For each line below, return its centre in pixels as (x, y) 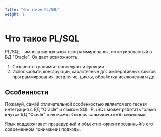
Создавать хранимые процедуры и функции (58, 67)
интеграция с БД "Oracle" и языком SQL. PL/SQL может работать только (81, 109)
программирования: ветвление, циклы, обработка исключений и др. (84, 77)
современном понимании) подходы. (43, 129)
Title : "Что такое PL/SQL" (32, 10)
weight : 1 (15, 14)
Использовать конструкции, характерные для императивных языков (84, 72)
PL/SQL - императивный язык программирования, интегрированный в (79, 52)
